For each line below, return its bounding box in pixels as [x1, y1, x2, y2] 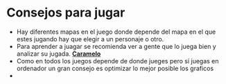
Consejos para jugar [6, 5, 125, 21]
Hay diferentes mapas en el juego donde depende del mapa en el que [16, 28, 216, 36]
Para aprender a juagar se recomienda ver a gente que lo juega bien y [16, 42, 216, 50]
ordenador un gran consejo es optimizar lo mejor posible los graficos [16, 64, 214, 72]
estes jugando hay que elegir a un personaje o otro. [16, 34, 164, 43]
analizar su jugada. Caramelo [16, 50, 101, 58]
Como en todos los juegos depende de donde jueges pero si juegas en [16, 56, 219, 65]
